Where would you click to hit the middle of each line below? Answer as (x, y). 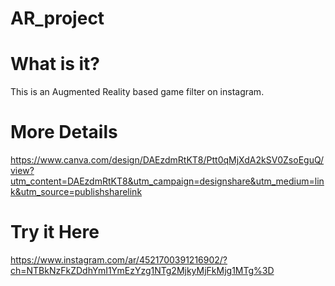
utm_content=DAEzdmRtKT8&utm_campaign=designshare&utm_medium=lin (167, 181)
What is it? (55, 64)
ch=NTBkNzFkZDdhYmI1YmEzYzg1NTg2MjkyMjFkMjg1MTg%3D (142, 270)
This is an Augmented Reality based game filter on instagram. (137, 92)
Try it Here (55, 232)
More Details (64, 132)
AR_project (57, 18)
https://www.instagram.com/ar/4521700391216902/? (119, 260)
